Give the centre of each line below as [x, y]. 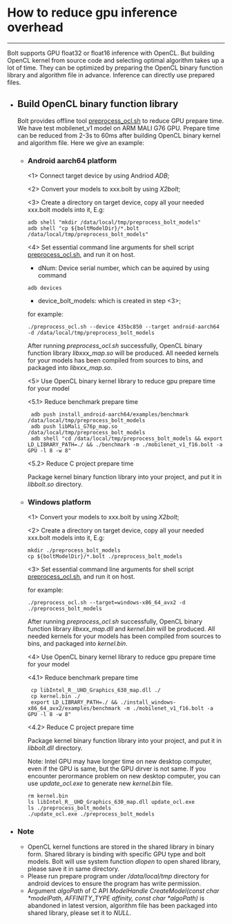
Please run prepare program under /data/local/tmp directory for [118, 876]
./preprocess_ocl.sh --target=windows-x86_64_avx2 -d [106, 603]
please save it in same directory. [73, 869]
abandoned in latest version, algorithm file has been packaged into [122, 905]
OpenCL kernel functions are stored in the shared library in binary [121, 847]
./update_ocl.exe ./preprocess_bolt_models [91, 814]
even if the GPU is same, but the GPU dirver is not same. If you [117, 769]
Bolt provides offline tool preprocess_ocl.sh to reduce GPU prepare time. [120, 121]
